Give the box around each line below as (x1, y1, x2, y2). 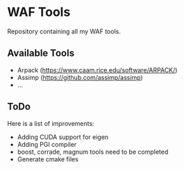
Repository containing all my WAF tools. (7, 27, 122, 35)
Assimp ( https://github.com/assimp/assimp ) (17, 73, 144, 81)
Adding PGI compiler (17, 140, 77, 148)
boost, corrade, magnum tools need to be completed (17, 147, 169, 156)
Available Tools (7, 47, 75, 59)
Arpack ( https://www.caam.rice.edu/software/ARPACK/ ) (17, 65, 178, 74)
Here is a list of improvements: (7, 119, 95, 127)
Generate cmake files (17, 154, 78, 163)
